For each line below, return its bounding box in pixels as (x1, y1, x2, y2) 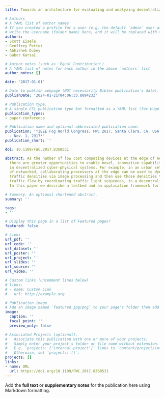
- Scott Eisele (5, 39, 36, 44)
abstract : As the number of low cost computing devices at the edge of (5, 156, 155, 161)
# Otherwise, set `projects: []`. (5, 350, 80, 355)
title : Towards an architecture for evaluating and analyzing (5, 7, 135, 12)
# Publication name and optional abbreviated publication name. (5, 124, 139, 129)
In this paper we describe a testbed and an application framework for (9, 183, 160, 188)
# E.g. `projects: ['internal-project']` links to (5, 346, 115, 351)
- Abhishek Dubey (5, 48, 41, 53)
